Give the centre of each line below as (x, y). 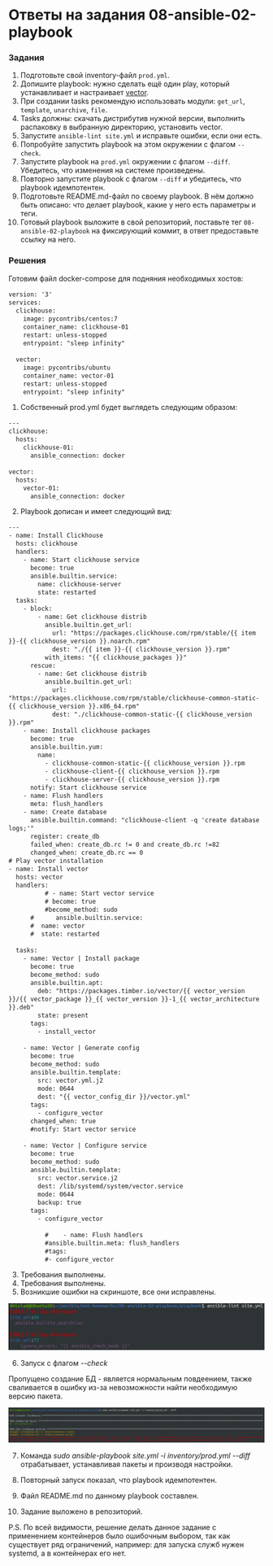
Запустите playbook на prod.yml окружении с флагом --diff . (125, 162)
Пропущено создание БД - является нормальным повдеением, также (130, 1379)
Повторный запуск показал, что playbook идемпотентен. (119, 1480)
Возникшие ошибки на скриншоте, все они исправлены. (118, 1292)
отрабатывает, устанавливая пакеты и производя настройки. (126, 1464)
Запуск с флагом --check (64, 1363)
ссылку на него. (48, 240)
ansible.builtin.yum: (67, 747)
